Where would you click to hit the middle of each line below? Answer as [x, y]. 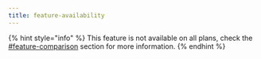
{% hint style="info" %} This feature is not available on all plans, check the [130, 38]
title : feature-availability [56, 15]
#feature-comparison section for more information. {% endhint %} [117, 46]
